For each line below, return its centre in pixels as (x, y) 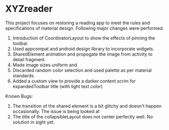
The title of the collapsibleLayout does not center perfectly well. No (83, 116)
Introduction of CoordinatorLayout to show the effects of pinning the (84, 38)
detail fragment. (29, 59)
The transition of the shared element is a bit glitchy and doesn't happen (87, 106)
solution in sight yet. (33, 122)
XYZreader (29, 9)
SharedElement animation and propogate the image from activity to (82, 54)
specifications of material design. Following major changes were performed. (85, 28)
